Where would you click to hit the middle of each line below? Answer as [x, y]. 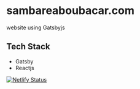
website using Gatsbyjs [36, 27]
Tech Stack [28, 47]
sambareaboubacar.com [71, 11]
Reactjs [25, 68]
